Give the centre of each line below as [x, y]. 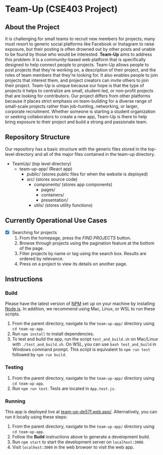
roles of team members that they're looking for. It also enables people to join [81, 75]
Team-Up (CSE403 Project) [61, 9]
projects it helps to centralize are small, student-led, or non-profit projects [79, 91]
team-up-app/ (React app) [46, 169]
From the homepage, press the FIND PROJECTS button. [75, 238]
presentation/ [54, 200]
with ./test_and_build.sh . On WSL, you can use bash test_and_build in [84, 344]
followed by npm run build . [39, 355]
